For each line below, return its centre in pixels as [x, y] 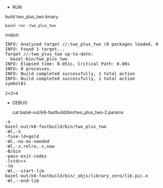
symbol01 [16, 83]
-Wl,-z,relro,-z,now [30, 146]
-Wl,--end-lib [22, 181]
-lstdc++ [16, 161]
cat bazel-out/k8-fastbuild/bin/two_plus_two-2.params [68, 112]
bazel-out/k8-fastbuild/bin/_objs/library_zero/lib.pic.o [77, 176]
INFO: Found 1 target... [35, 49]
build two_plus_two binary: [32, 16]
